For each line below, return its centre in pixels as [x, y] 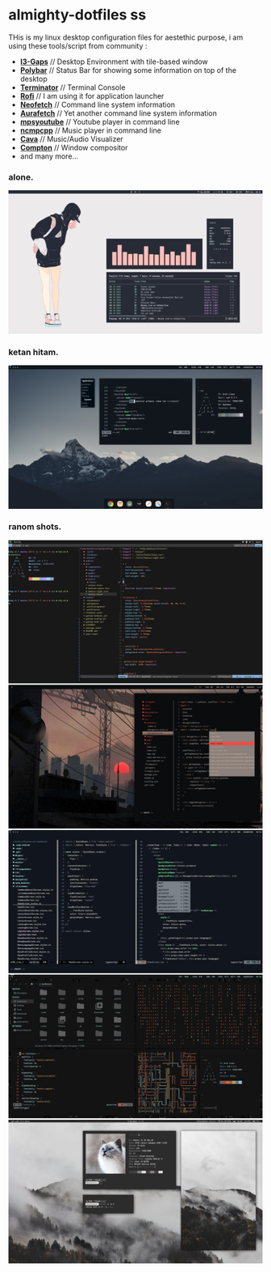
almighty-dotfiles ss [77, 15]
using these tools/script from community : [78, 45]
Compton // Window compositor [74, 147]
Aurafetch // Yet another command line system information [119, 113]
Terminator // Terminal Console [73, 87]
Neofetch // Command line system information [98, 104]
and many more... [49, 156]
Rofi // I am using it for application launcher [92, 95]
